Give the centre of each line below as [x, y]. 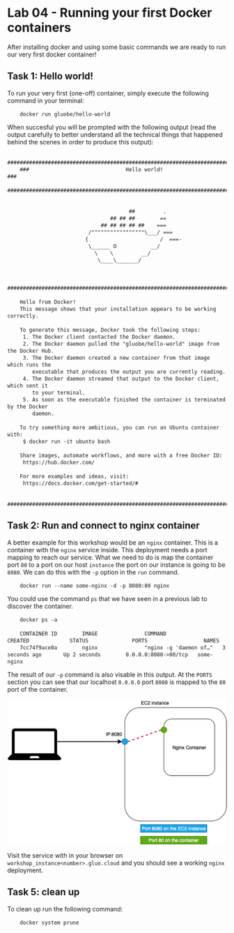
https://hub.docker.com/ [59, 462]
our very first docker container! [52, 54]
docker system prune [49, 923]
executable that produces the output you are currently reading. [129, 372]
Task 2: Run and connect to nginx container [103, 525]
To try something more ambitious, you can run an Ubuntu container [119, 427]
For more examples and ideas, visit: [75, 476]
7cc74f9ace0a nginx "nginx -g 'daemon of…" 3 [123, 647]
